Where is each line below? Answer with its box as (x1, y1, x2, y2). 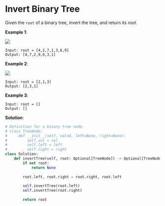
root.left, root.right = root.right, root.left (23, 174, 122, 180)
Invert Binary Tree (5, 3, 80, 15)
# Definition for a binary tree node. (5, 124, 84, 129)
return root (23, 197, 48, 202)
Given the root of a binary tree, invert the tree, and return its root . (5, 20, 137, 26)
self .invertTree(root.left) (23, 183, 80, 188)
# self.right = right (5, 147, 67, 152)
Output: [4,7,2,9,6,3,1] (5, 52, 56, 57)
